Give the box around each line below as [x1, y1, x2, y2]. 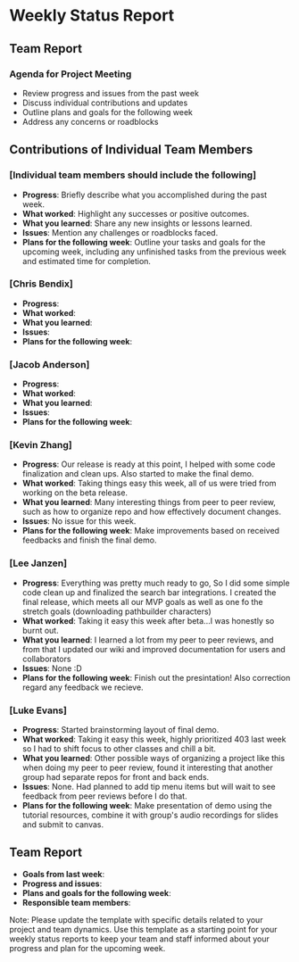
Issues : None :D [21, 662, 82, 674]
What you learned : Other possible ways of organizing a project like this [21, 753, 286, 764]
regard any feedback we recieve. [21, 682, 145, 692]
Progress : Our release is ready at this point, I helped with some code [21, 459, 276, 469]
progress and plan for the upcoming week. [9, 942, 166, 953]
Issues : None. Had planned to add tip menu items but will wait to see [21, 782, 276, 792]
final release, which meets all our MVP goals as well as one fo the [21, 596, 263, 607]
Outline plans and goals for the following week [21, 106, 194, 117]
